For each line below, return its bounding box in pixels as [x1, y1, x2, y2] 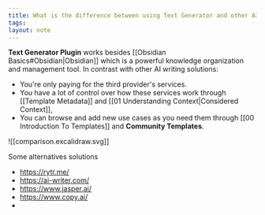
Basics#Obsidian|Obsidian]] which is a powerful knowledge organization [8, 56, 244, 65]
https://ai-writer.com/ [19, 176, 90, 185]
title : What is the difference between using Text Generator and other [8, 11, 248, 20]
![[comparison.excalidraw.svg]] [8, 137, 110, 146]
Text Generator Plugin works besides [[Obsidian [8, 48, 167, 57]
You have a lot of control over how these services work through [19, 88, 226, 98]
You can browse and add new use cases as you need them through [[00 [19, 113, 255, 123]
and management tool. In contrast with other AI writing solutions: [8, 65, 218, 74]
